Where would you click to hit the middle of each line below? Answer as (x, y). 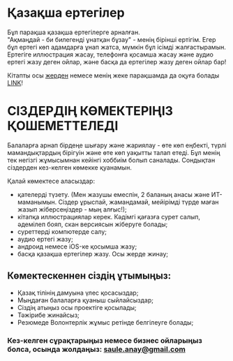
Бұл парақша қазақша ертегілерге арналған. (74, 32)
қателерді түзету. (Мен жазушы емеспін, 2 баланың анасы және (113, 194)
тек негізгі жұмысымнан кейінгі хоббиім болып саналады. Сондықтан (111, 160)
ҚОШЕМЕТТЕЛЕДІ (63, 126)
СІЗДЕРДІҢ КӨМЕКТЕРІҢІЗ (90, 111)
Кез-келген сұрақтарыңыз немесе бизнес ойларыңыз (105, 340)
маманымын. (37, 202)
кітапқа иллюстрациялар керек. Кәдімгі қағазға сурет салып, (109, 216)
